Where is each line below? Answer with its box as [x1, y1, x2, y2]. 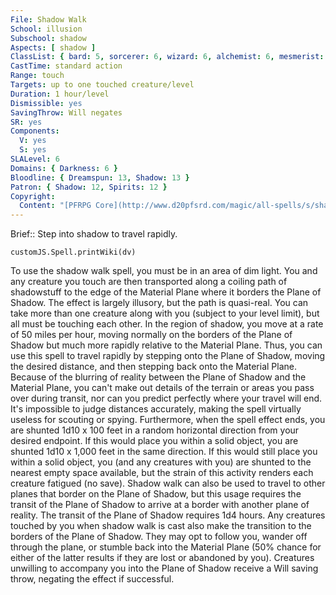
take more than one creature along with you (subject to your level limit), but [10, 307, 320, 320]
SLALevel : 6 [10, 154, 60, 164]
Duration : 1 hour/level [10, 89, 110, 99]
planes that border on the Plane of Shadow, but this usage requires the [10, 488, 302, 500]
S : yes [19, 145, 47, 155]
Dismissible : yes [10, 98, 83, 108]
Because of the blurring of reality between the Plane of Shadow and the [10, 371, 307, 383]
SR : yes [10, 117, 43, 127]
